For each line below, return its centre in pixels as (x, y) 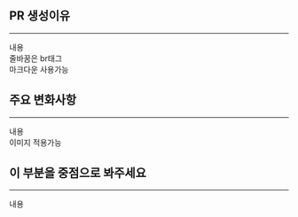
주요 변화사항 (43, 100)
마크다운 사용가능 (39, 69)
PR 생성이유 (40, 16)
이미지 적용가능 (35, 142)
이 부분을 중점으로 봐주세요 (78, 173)
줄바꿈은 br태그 (36, 58)
